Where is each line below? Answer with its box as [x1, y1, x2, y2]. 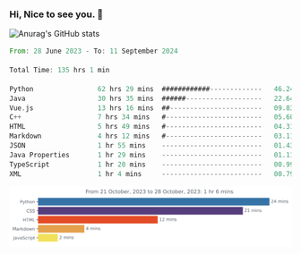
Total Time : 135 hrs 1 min [9, 66, 110, 75]
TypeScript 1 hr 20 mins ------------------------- [9, 160, 262, 169]
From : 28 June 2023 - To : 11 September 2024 [9, 47, 178, 56]
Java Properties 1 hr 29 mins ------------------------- [9, 150, 262, 159]
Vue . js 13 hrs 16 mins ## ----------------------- [9, 103, 262, 113]
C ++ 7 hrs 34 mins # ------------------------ [9, 113, 262, 122]
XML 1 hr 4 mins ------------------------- [9, 169, 262, 178]
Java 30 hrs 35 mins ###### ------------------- [9, 94, 262, 103]
